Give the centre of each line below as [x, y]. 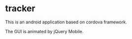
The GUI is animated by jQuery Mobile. [44, 31]
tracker [20, 9]
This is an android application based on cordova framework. [66, 22]
